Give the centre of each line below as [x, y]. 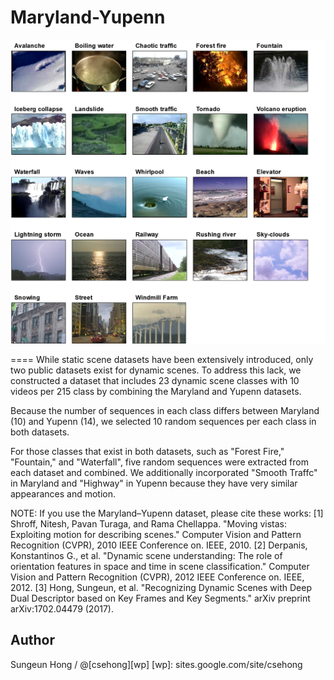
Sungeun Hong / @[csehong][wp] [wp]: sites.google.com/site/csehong [156, 664]
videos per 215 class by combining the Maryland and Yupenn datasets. [156, 391]
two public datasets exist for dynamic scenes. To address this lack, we [156, 370]
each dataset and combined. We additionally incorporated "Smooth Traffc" [164, 472]
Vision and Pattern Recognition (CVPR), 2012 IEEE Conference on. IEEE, [157, 577]
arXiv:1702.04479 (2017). [62, 608]
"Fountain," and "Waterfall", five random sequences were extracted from [159, 462]
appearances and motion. [63, 493]
